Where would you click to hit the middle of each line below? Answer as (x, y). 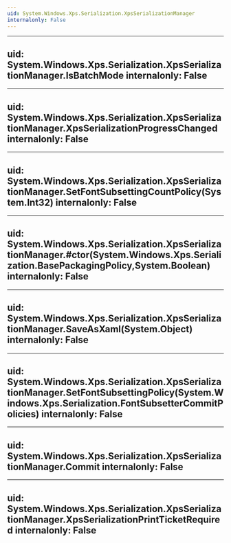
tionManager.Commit (54, 466)
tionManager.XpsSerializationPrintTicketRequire (114, 519)
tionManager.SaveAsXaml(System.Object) (100, 329)
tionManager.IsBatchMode (66, 75)
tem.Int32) (30, 202)
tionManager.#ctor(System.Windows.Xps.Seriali (114, 255)
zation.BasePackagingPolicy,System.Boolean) (109, 266)
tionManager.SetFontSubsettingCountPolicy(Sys (114, 192)
